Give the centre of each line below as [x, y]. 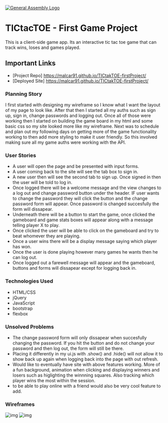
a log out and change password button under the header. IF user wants [86, 193]
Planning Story [24, 94]
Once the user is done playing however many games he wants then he [85, 252]
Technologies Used [29, 281]
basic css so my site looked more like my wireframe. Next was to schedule [82, 127]
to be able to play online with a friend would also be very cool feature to [87, 386]
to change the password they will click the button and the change [80, 199]
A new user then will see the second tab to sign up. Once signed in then [87, 177]
